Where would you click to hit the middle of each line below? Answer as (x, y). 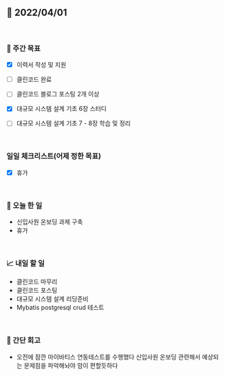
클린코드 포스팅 (37, 291)
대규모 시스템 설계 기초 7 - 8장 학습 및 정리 (74, 123)
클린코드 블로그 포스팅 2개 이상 (58, 94)
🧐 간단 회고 (23, 340)
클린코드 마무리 (37, 282)
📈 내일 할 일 (26, 263)
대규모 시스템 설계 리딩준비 (52, 299)
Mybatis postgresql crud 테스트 (60, 308)
